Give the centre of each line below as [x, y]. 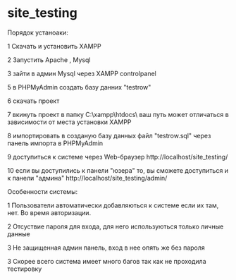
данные [19, 233]
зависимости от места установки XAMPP [69, 122]
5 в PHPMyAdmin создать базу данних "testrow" [79, 87]
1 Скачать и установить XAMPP [55, 46]
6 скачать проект [33, 101]
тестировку [25, 269]
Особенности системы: [43, 191]
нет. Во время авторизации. [49, 212]
